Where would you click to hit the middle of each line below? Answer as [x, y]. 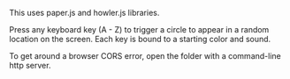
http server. [30, 65]
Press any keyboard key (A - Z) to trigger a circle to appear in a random [139, 29]
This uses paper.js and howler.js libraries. [84, 13]
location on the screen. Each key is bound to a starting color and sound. [140, 39]
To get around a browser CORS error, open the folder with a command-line [145, 56]
